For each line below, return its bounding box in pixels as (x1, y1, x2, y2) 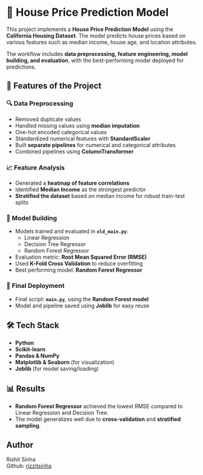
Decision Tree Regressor (24, 241, 86, 248)
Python (15, 340, 35, 347)
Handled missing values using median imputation (15, 121, 140, 129)
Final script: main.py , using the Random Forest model (15, 295, 149, 302)
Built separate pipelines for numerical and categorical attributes (15, 141, 176, 148)
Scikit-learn (15, 346, 46, 353)
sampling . (15, 422, 41, 429)
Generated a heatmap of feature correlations (15, 179, 130, 186)
